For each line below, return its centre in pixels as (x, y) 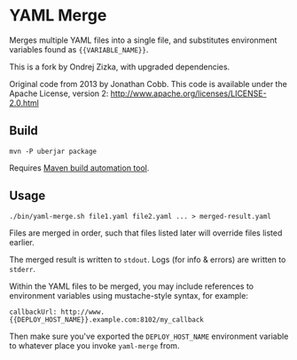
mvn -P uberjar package (53, 151)
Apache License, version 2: (59, 93)
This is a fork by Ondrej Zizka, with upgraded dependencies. (120, 67)
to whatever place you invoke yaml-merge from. (94, 345)
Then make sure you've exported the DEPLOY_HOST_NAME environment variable (149, 336)
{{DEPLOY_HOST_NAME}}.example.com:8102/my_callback (106, 320)
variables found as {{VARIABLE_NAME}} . (79, 49)
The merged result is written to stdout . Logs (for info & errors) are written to (148, 260)
